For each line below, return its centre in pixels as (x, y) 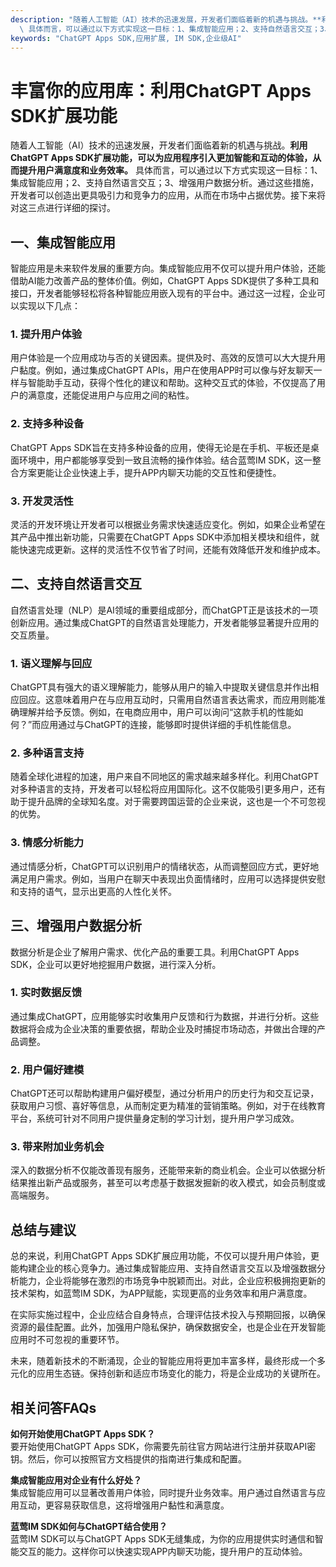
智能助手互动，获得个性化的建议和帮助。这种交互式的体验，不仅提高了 (172, 383)
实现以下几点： (49, 306)
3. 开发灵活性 (42, 501)
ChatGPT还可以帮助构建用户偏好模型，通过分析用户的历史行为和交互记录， (165, 1093)
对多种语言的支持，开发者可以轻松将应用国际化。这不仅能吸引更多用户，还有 (168, 789)
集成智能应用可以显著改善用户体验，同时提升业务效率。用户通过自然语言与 (163, 1493)
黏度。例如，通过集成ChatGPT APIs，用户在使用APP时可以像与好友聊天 (166, 370)
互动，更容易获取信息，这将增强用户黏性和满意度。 (124, 1505)
